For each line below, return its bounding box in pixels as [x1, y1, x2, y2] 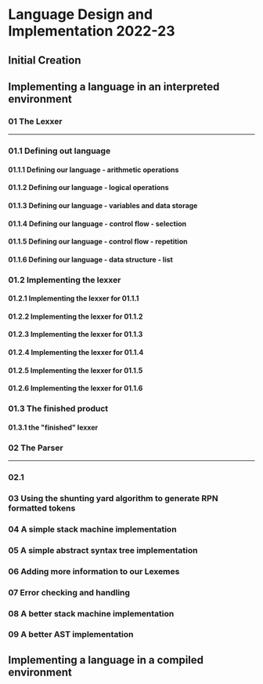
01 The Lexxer [8, 115, 63, 126]
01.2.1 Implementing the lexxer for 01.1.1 [8, 294, 139, 303]
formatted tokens [8, 503, 76, 514]
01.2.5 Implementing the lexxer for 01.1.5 [8, 365, 143, 375]
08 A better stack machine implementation [8, 608, 175, 619]
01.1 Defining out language [8, 145, 111, 156]
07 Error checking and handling [8, 587, 131, 598]
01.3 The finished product [8, 403, 109, 414]
